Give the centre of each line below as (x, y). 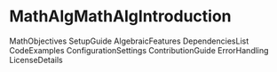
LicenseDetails (36, 60)
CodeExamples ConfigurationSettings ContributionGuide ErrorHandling (139, 50)
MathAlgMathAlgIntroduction (120, 16)
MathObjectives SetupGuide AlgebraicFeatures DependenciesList (129, 41)
